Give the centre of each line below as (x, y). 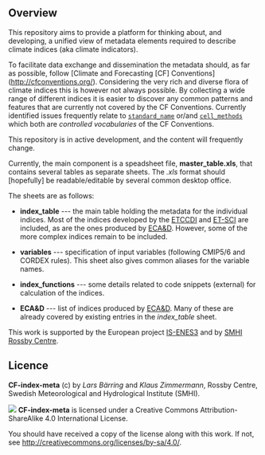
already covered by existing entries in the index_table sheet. (118, 316)
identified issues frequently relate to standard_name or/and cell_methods (125, 116)
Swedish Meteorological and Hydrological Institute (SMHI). (104, 393)
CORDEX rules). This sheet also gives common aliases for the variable (134, 260)
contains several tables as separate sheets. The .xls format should (117, 171)
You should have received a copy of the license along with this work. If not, (131, 433)
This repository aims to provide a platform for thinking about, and (115, 32)
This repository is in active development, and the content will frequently (126, 139)
